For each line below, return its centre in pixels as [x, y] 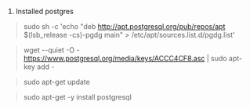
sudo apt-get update [56, 82]
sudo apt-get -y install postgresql [77, 97]
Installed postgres [45, 11]
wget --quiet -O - [51, 50]
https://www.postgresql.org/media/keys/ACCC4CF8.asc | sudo [125, 58]
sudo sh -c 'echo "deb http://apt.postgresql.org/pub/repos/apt [124, 26]
